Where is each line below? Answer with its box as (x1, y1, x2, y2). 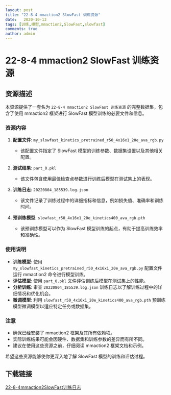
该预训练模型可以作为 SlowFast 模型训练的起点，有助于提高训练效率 (20, 226, 163, 232)
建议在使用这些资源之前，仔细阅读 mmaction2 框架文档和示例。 (12, 342, 146, 349)
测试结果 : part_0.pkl (12, 165, 57, 171)
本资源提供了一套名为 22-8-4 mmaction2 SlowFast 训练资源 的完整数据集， (5, 104, 159, 110)
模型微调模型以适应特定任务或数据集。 (12, 303, 93, 309)
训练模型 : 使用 (12, 258, 42, 264)
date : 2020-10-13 (5, 17, 47, 22)
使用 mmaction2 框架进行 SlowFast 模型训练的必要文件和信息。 (14, 110, 147, 116)
